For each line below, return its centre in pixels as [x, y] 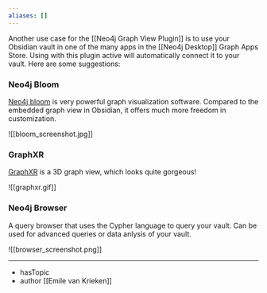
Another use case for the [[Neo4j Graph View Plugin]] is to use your [119, 38]
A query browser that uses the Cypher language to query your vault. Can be [133, 225]
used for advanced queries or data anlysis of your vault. [100, 234]
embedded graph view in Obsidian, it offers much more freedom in [117, 110]
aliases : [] [28, 16]
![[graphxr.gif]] [33, 187]
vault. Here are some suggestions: [64, 64]
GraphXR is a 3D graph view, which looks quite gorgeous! [103, 172]
